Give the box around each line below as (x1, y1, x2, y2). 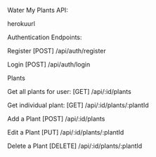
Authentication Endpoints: (7, 33, 82, 41)
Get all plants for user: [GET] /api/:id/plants (7, 88, 131, 95)
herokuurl (7, 20, 35, 27)
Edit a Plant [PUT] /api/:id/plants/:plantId (7, 128, 124, 136)
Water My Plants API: (7, 6, 68, 14)
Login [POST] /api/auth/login (7, 60, 91, 69)
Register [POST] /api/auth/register (7, 47, 107, 55)
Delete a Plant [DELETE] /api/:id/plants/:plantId (7, 142, 143, 150)
